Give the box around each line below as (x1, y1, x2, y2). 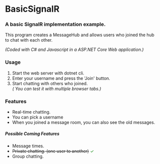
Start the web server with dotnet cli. (12, 70, 84, 76)
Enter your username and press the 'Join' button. (12, 75, 111, 81)
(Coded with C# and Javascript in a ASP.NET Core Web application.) (5, 47, 144, 52)
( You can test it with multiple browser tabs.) (12, 86, 101, 92)
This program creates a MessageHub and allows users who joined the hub (5, 32, 155, 38)
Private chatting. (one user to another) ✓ (12, 148, 94, 154)
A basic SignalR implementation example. (5, 21, 106, 28)
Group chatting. (12, 153, 44, 160)
